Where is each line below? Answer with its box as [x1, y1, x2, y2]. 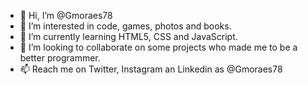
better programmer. [19, 52, 101, 64]
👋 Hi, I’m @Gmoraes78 [19, 10, 113, 21]
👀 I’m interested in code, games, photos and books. [19, 20, 232, 32]
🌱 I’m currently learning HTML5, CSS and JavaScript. [19, 31, 238, 42]
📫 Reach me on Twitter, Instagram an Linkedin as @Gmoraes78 [19, 63, 283, 75]
